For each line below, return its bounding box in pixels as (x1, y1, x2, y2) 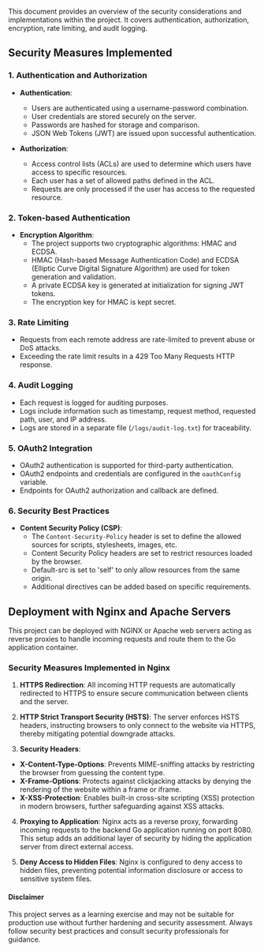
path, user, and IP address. (19, 414, 107, 424)
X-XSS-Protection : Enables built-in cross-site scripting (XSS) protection (19, 793, 255, 803)
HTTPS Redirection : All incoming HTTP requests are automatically (19, 680, 236, 690)
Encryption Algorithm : (19, 230, 95, 239)
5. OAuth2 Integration (8, 442, 93, 453)
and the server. (19, 697, 69, 707)
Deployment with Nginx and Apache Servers (8, 605, 231, 618)
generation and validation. (31, 272, 117, 281)
